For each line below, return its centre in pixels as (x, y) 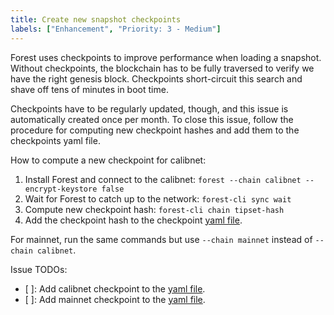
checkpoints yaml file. (55, 140)
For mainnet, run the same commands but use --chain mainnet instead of (161, 239)
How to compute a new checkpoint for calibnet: (108, 160)
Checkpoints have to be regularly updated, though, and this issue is (149, 108)
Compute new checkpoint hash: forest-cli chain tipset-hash (154, 209)
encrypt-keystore (61, 189)
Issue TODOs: (39, 269)
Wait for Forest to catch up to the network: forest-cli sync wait (158, 198)
